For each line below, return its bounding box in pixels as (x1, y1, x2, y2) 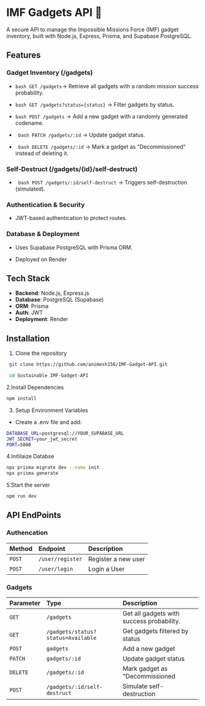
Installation (6, 333, 50, 344)
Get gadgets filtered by (122, 627, 189, 635)
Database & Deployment (6, 230, 80, 238)
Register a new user (88, 555, 145, 563)
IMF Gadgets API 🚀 (6, 6, 103, 20)
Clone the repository (15, 349, 67, 357)
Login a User (88, 564, 125, 573)
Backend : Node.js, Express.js (15, 289, 90, 297)
